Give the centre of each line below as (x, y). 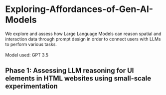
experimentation (32, 86)
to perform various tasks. (31, 44)
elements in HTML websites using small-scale (78, 78)
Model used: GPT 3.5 (27, 55)
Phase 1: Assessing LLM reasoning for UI (70, 71)
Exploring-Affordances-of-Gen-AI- (79, 9)
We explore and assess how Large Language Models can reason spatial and (83, 33)
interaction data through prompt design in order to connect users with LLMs (83, 39)
